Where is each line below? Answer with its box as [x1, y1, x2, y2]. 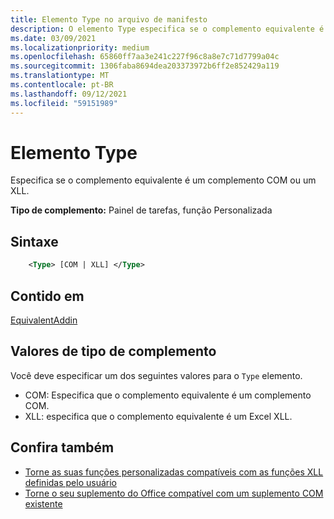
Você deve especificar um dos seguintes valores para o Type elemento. [10, 369, 303, 381]
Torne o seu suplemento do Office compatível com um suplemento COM [24, 487, 324, 499]
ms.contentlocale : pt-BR [10, 80, 114, 90]
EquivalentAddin [10, 314, 78, 326]
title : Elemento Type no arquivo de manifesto [10, 14, 208, 25]
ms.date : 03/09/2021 [10, 33, 97, 43]
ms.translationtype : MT [10, 71, 110, 81]
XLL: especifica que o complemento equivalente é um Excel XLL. [24, 410, 293, 422]
